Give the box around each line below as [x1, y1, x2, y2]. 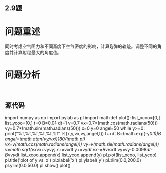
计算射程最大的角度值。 [13, 50, 62, 56]
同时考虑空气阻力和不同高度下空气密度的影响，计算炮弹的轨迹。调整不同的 [5, 43, 157, 49]
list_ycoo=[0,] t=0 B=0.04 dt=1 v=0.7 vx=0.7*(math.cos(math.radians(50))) [5, 120, 158, 126]
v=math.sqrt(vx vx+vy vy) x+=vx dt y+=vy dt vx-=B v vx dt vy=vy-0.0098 [5, 147, 147, 153]
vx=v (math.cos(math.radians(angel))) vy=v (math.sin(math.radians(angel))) [5, 141, 159, 147]
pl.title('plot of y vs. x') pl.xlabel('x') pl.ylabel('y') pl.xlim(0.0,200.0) [5, 157, 141, 163]
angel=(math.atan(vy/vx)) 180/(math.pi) [5, 136, 85, 142]
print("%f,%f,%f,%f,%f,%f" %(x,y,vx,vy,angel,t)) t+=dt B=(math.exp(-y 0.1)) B [5, 131, 161, 137]
